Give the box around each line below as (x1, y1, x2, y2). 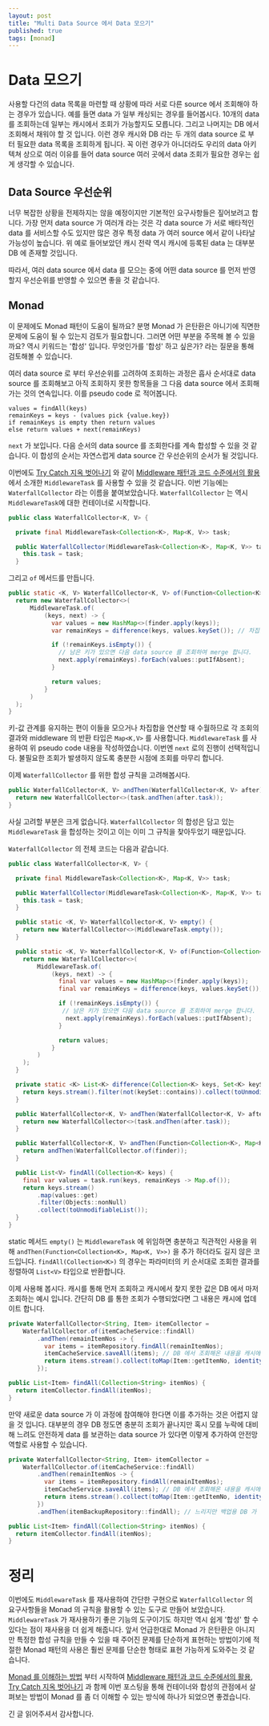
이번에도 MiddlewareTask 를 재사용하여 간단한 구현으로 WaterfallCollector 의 (8, 1594, 254, 1605)
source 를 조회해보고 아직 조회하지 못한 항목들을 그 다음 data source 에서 (8, 378, 239, 388)
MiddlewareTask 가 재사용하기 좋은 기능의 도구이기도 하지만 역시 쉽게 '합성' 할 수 (8, 1614, 259, 1625)
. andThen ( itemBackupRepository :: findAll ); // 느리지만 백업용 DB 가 (37, 1508, 257, 1516)
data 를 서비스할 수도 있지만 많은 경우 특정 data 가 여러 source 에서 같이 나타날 (8, 228, 256, 238)
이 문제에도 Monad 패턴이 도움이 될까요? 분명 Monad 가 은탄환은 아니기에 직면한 (8, 321, 260, 331)
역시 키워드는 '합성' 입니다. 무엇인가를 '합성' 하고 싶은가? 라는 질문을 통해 (26, 341, 255, 351)
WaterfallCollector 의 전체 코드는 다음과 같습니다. (8, 843, 170, 853)
